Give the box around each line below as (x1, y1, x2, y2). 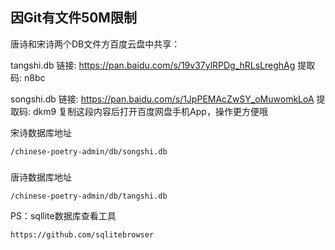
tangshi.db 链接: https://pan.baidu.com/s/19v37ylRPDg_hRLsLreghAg (10, 59, 296, 71)
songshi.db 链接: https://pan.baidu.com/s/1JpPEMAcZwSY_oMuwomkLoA (10, 93, 315, 105)
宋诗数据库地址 (10, 126, 72, 138)
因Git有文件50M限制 (10, 9, 137, 27)
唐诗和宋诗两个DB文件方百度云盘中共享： (10, 38, 181, 50)
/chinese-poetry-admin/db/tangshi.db (10, 191, 168, 201)
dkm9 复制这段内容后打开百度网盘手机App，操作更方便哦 (32, 105, 268, 117)
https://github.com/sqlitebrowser (10, 229, 155, 240)
